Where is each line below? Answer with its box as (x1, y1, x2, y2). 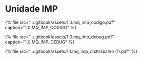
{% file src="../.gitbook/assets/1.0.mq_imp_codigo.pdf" (5, 19, 116, 25)
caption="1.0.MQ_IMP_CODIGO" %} (5, 24, 77, 30)
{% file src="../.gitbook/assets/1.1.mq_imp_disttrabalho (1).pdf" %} (5, 48, 138, 54)
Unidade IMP (5, 3, 58, 15)
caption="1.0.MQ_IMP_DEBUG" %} (5, 39, 75, 44)
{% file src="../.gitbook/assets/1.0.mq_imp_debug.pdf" (5, 34, 114, 40)
